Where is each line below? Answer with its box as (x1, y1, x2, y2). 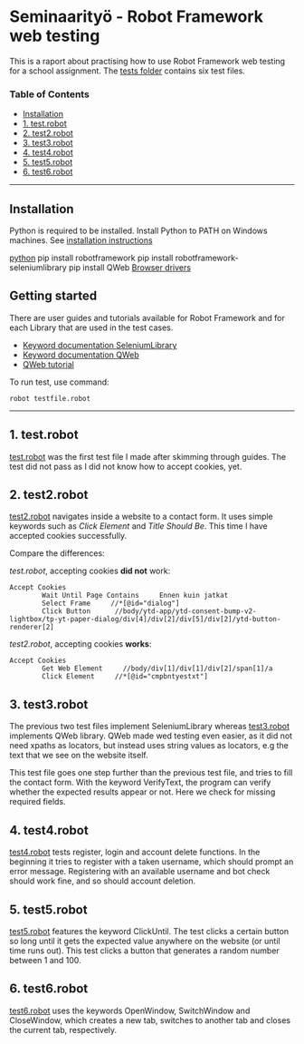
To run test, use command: (9, 376, 110, 387)
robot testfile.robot (9, 394, 91, 403)
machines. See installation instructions (9, 235, 153, 246)
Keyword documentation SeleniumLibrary (22, 339, 177, 350)
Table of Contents (9, 88, 90, 101)
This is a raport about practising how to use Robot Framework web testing (9, 55, 286, 66)
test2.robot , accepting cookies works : (9, 639, 152, 649)
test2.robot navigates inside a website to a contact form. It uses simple (9, 511, 273, 522)
